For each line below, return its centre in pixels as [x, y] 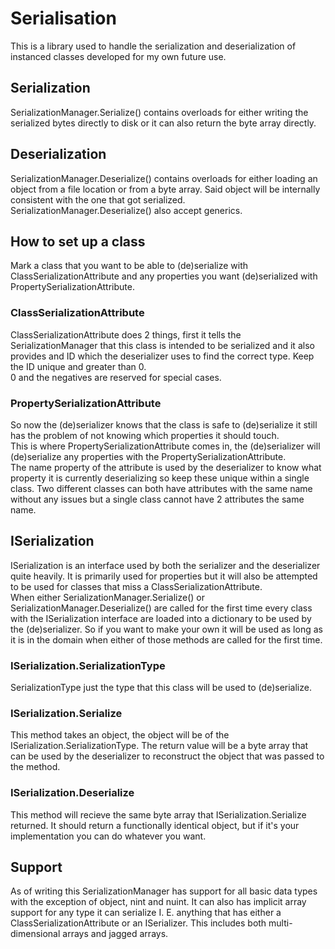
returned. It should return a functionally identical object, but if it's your [155, 825]
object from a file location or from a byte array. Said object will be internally [165, 189]
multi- [280, 923]
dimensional [35, 934]
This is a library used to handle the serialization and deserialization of [153, 46]
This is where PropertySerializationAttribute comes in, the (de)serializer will [165, 446]
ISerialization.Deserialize [72, 793]
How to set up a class [78, 241]
